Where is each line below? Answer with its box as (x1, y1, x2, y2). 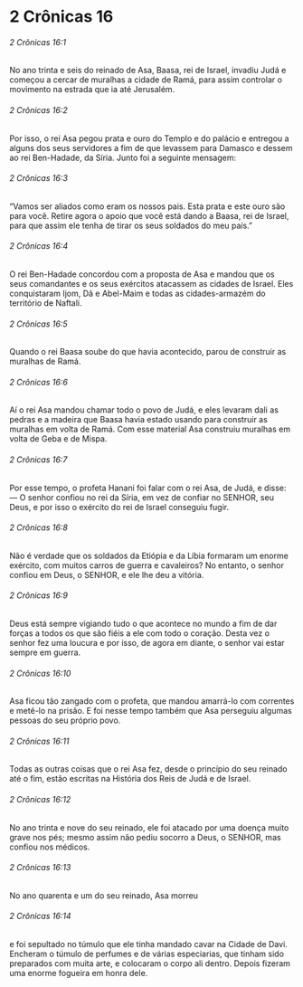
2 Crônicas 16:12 (9, 794, 71, 805)
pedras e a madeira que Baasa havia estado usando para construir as (9, 414, 269, 425)
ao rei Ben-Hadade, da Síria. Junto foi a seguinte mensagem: (9, 152, 237, 163)
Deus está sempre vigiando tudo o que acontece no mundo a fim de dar (9, 618, 278, 630)
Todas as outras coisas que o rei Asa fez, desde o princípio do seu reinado (9, 764, 288, 774)
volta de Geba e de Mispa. (9, 433, 108, 444)
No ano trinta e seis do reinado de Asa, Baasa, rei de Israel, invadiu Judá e (9, 65, 287, 76)
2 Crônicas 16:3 (9, 173, 68, 184)
